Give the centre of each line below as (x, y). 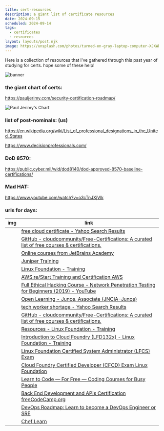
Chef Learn (34, 422)
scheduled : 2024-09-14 (28, 23)
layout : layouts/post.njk (31, 42)
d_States (14, 136)
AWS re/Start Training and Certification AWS (72, 277)
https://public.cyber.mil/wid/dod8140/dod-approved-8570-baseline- (74, 169)
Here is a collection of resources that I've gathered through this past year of (81, 60)
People (29, 385)
